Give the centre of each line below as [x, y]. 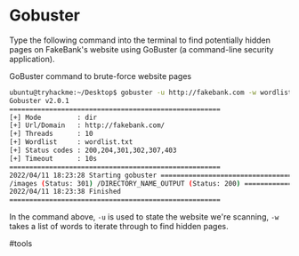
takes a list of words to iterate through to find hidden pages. [119, 227]
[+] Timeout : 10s [53, 158]
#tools [21, 244]
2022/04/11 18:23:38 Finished [65, 192]
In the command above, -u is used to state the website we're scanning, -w [144, 217]
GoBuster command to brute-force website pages [101, 76]
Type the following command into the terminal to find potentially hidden [140, 40]
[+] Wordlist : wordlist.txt [71, 142]
